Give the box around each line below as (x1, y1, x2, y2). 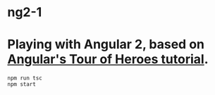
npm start (7, 81, 37, 88)
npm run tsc (7, 75, 42, 82)
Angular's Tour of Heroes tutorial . (7, 51, 209, 68)
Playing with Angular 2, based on (7, 37, 205, 53)
